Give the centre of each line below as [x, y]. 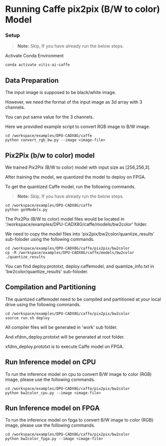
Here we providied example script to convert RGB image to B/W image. [78, 127]
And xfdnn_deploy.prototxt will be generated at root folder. [65, 336]
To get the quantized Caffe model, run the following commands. [70, 186]
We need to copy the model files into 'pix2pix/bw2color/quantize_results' [80, 234]
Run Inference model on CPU [50, 362]
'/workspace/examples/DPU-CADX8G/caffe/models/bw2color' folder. [76, 224]
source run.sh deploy [28, 318]
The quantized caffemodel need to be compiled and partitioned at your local [83, 299]
